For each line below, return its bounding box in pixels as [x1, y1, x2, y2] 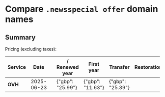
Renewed [56, 64, 79, 70]
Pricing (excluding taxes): [5, 46, 57, 52]
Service [7, 64, 26, 70]
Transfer [109, 64, 130, 70]
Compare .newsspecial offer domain [5, 3, 158, 15]
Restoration [134, 64, 163, 70]
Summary [5, 33, 36, 41]
